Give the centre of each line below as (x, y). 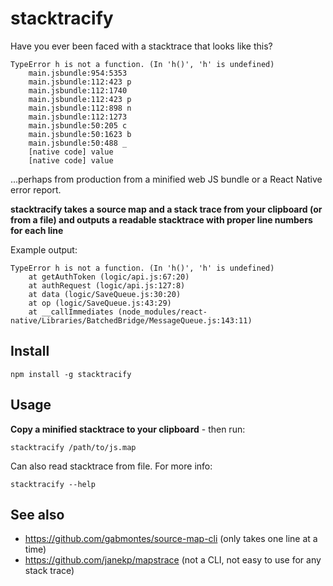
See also (37, 514)
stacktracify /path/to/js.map (73, 447)
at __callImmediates (71, 312)
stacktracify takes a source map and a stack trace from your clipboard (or (166, 209)
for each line (37, 230)
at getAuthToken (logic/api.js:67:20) (109, 277)
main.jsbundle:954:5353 (78, 73)
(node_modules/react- (162, 312)
